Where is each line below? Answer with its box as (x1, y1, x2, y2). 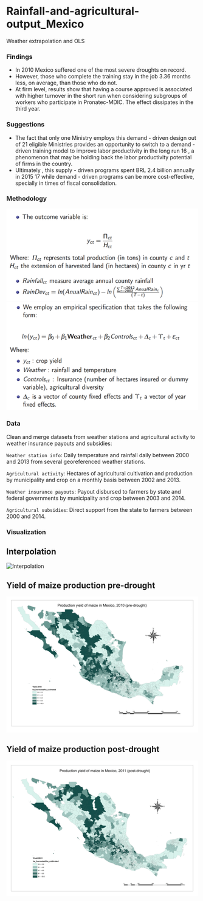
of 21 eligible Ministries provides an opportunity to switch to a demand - (15, 140, 196, 148)
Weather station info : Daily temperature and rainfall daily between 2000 (6, 451, 190, 458)
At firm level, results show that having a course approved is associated (15, 86, 193, 93)
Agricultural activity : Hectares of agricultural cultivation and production (6, 469, 193, 477)
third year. (15, 105, 41, 112)
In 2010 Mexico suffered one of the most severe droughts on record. (15, 66, 187, 74)
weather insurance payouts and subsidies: (6, 440, 112, 447)
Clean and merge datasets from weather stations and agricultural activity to (6, 433, 196, 440)
